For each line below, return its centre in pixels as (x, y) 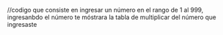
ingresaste (22, 24)
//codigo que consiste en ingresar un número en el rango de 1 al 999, (105, 10)
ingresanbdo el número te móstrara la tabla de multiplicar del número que (111, 17)
